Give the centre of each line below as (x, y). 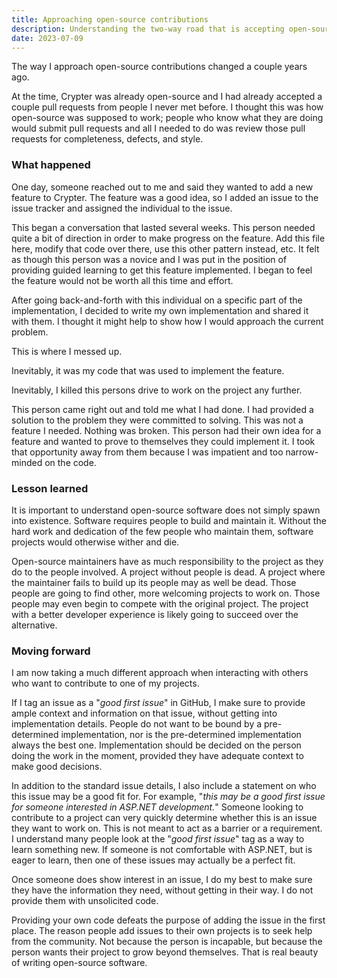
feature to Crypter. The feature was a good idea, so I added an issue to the (165, 197)
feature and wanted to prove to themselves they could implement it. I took (163, 441)
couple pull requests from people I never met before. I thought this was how (167, 107)
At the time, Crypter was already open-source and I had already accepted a (167, 97)
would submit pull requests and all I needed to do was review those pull (158, 128)
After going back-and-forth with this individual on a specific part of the (157, 300)
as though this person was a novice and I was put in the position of (149, 259)
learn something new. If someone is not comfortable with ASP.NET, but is (162, 850)
